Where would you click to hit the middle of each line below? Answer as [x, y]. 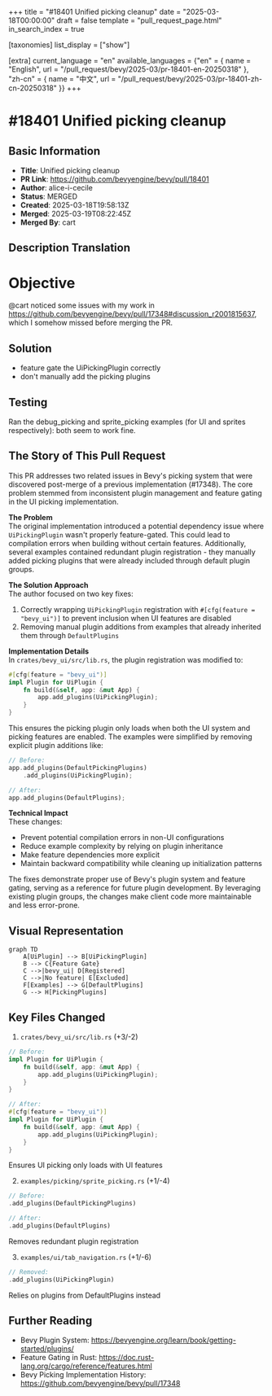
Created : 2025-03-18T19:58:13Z [75, 205]
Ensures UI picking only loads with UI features [86, 1165]
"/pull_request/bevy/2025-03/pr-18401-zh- [190, 79]
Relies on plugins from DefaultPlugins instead [85, 1295]
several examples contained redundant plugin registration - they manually [132, 552]
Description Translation [70, 248]
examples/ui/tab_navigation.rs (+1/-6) [86, 1257]
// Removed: [29, 1272]
